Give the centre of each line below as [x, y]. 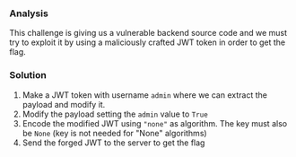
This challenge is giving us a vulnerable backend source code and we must [148, 33]
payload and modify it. [64, 104]
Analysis [29, 13]
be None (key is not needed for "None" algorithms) [115, 133]
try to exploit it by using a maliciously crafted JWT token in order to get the [148, 42]
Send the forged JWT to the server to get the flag [113, 143]
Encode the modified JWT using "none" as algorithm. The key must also [155, 123]
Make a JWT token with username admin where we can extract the [144, 95]
